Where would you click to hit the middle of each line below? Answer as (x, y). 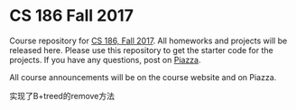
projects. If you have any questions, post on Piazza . (105, 60)
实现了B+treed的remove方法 (62, 96)
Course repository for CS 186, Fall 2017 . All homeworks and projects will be (148, 41)
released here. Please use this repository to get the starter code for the (141, 50)
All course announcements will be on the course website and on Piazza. (143, 77)
